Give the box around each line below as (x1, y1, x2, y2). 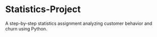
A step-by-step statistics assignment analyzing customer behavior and (5, 20, 152, 26)
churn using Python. (5, 25, 47, 31)
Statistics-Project (5, 4, 81, 15)
